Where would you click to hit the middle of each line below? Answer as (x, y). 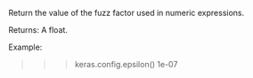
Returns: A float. (38, 30)
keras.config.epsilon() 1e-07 (126, 64)
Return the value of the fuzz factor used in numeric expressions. (126, 13)
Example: (25, 47)
